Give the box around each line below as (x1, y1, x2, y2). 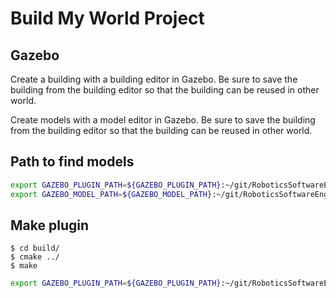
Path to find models (10, 153, 135, 171)
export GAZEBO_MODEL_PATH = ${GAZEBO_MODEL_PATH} (10, 189, 213, 199)
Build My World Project (10, 7, 205, 30)
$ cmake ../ (10, 252, 60, 262)
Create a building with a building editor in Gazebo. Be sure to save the (10, 73, 298, 85)
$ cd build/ (10, 243, 60, 254)
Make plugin (10, 217, 89, 234)
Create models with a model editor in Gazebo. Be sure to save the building (10, 114, 316, 126)
